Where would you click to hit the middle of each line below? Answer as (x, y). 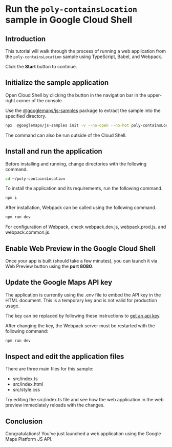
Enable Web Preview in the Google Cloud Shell (81, 248)
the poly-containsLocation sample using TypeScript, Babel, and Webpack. (84, 57)
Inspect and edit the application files (65, 357)
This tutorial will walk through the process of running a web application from (86, 51)
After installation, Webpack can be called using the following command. (81, 208)
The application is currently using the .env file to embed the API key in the (83, 295)
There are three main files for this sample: (49, 369)
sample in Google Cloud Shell (69, 20)
